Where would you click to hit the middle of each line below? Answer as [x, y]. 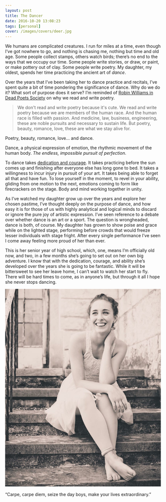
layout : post [19, 10]
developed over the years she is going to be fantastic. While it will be [75, 266]
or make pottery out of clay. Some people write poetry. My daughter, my [79, 67]
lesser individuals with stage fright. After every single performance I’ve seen [83, 236]
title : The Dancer [24, 16]
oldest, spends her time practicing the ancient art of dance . [65, 72]
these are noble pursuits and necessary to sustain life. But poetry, [84, 124]
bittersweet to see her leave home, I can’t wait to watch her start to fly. [77, 272]
